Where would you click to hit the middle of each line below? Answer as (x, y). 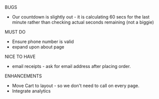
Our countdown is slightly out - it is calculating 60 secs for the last (81, 17)
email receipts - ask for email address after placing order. (71, 66)
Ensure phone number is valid (43, 41)
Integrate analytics (31, 91)
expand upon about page (38, 47)
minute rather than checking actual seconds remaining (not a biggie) (83, 22)
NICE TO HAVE (20, 56)
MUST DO (15, 32)
